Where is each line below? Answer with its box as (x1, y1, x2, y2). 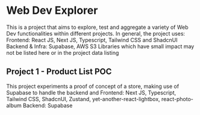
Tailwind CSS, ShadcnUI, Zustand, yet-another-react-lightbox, (6, 95, 161, 102)
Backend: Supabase (23, 102, 73, 109)
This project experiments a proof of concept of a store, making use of (6, 82, 180, 90)
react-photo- (161, 95, 194, 102)
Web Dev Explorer (6, 4, 98, 17)
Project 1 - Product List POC (6, 67, 112, 77)
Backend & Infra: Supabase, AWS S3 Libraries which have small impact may (6, 43, 195, 50)
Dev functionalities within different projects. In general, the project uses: (6, 30, 186, 37)
